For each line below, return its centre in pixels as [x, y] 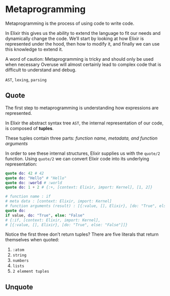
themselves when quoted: [32, 240]
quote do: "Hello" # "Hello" [36, 178]
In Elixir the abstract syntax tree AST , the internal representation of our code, [84, 123]
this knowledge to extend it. [34, 49]
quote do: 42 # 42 [25, 173]
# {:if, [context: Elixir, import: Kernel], [53, 220]
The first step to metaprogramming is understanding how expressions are [82, 108]
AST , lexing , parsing [26, 79]
